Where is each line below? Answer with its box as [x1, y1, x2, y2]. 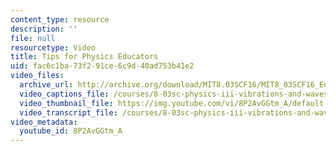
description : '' [10, 24, 78, 34]
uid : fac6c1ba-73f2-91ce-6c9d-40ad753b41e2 [10, 61, 195, 71]
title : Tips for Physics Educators [10, 52, 159, 62]
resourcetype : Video [10, 42, 97, 53]
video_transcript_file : [19, 107, 118, 118]
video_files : [10, 71, 65, 81]
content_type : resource [10, 14, 110, 25]
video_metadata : [10, 117, 78, 127]
